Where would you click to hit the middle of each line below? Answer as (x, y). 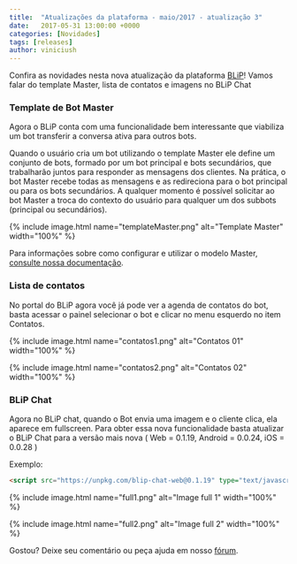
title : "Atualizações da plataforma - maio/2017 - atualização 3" (136, 17)
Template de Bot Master (61, 108)
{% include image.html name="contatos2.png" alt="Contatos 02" (128, 367)
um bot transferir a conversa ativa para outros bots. (103, 136)
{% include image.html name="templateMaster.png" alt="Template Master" (146, 227)
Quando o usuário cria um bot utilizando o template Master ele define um (142, 153)
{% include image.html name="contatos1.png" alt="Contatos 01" (126, 340)
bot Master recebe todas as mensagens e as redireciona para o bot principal (148, 181)
